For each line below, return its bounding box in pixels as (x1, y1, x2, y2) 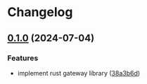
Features (7, 53, 39, 63)
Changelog (7, 4, 73, 20)
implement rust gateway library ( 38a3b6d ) (17, 69, 141, 77)
